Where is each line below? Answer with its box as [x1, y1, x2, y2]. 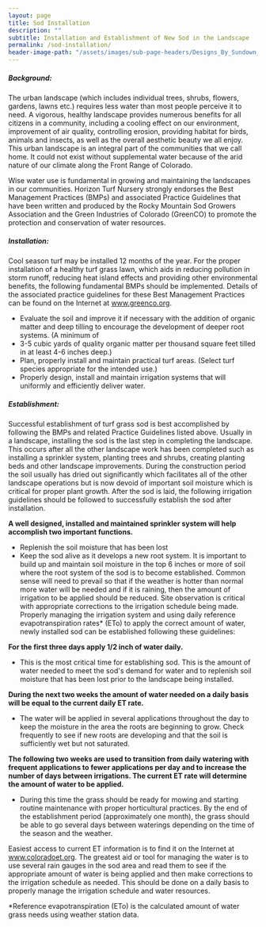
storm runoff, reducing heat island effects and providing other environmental [8, 273, 258, 282]
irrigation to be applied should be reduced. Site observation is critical [19, 592, 245, 603]
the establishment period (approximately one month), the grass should [19, 811, 250, 821]
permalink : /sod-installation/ [8, 41, 112, 49]
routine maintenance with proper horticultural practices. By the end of [19, 803, 248, 813]
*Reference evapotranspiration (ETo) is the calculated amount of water [8, 901, 240, 910]
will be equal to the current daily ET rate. [8, 698, 144, 707]
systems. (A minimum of [19, 330, 100, 339]
